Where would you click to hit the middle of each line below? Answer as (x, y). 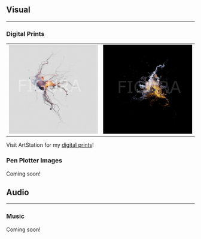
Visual (19, 10)
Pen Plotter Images (34, 161)
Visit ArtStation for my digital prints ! (50, 145)
